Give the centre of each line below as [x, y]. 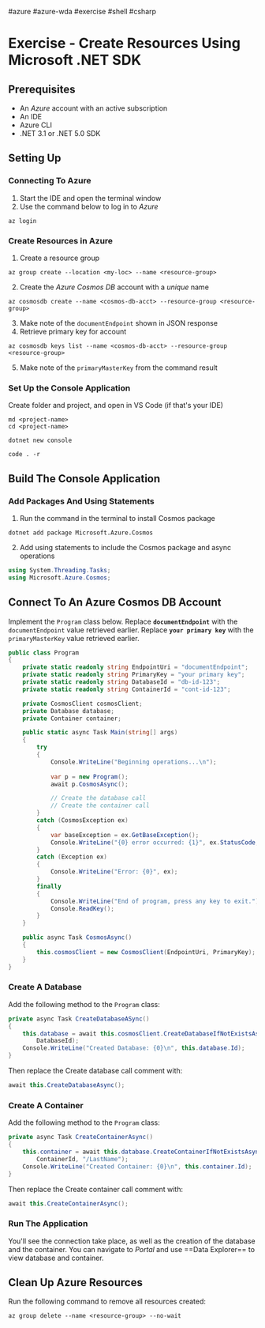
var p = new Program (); [89, 777]
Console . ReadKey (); [82, 908]
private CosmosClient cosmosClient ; [83, 704]
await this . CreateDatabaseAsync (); [67, 1085]
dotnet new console [40, 441]
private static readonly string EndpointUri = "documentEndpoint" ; [135, 667]
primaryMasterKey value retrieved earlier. [74, 638]
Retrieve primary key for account [73, 331]
